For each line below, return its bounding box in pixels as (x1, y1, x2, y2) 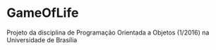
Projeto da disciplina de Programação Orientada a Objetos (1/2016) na (6, 28, 210, 37)
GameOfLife (6, 5, 79, 21)
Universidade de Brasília (6, 35, 78, 44)
